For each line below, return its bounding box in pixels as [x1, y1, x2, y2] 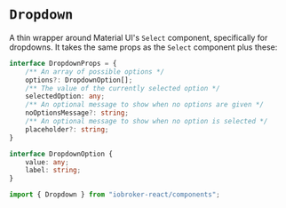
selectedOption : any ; [25, 92, 105, 101]
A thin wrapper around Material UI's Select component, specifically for [9, 32, 268, 43]
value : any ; [25, 157, 69, 166]
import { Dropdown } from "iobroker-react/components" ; [9, 190, 220, 199]
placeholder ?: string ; [25, 124, 109, 134]
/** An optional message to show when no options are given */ [25, 100, 265, 109]
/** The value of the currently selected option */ [25, 84, 220, 92]
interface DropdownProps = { [9, 59, 117, 68]
